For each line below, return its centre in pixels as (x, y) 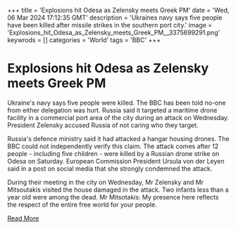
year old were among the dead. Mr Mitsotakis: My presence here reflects (113, 197)
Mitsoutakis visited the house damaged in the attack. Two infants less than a (118, 190)
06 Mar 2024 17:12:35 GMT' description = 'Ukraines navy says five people (115, 18)
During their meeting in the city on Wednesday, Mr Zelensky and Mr (106, 182)
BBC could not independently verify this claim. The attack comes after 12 (113, 146)
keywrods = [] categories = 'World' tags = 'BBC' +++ (84, 40)
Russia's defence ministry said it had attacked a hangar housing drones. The (118, 138)
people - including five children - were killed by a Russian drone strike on (113, 153)
